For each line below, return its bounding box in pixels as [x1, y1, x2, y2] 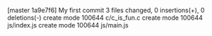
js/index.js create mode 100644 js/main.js [7, 21, 129, 29]
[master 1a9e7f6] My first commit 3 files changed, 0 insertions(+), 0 [7, 6, 205, 14]
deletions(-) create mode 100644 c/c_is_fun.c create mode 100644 [7, 13, 203, 22]
